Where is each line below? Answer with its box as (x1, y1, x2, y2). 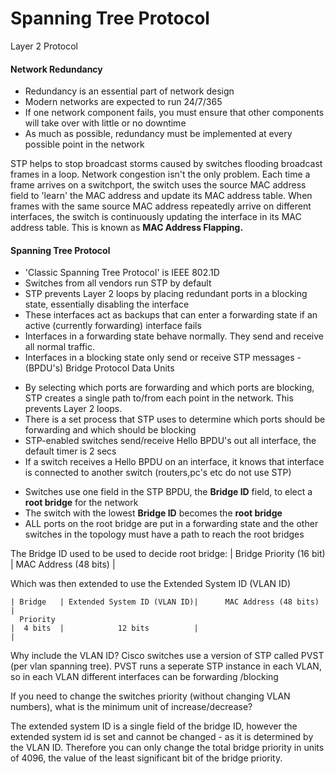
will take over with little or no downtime (24, 117, 187, 129)
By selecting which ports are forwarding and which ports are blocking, (24, 382, 315, 394)
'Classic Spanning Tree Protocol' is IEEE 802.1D (24, 267, 220, 279)
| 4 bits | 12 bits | (10, 623, 199, 634)
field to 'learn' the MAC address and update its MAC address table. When (10, 190, 313, 202)
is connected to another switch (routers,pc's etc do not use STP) (24, 467, 292, 479)
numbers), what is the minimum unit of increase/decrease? (10, 701, 253, 713)
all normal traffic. (24, 341, 95, 353)
